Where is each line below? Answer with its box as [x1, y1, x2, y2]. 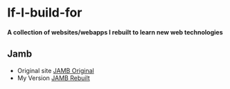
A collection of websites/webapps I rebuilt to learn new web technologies [7, 28, 223, 36]
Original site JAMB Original [17, 66, 95, 75]
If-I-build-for [7, 5, 82, 21]
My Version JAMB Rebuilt [17, 74, 90, 82]
